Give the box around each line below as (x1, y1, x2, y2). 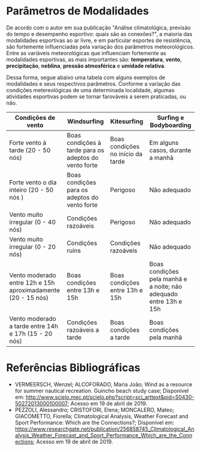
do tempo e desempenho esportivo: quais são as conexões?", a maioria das (6, 30, 193, 37)
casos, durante (149, 146, 191, 154)
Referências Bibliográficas (6, 361, 141, 375)
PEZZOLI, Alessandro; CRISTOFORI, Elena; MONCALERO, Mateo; (14, 406, 175, 413)
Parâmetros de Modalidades (6, 4, 150, 18)
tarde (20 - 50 (9, 146, 51, 154)
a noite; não (149, 282, 182, 290)
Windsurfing (67, 117, 104, 125)
